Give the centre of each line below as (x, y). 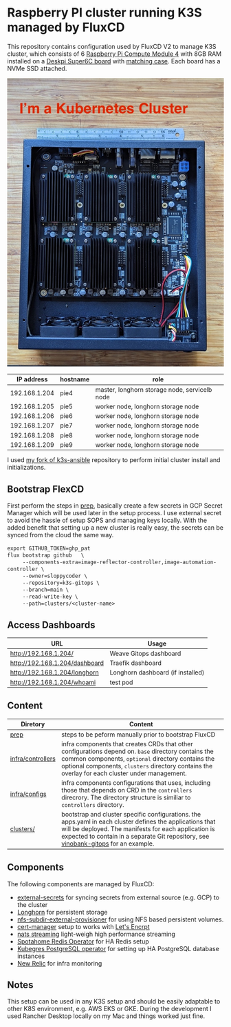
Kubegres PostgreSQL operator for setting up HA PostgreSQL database (118, 948)
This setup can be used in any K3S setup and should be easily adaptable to (114, 1001)
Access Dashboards (51, 625)
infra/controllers (33, 758)
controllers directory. (93, 805)
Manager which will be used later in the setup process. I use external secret (114, 513)
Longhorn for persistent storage (62, 912)
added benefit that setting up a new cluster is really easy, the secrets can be (115, 528)
